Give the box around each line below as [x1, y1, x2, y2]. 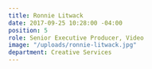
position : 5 [8, 26, 48, 34]
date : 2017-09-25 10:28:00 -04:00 [8, 19, 123, 27]
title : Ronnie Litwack [8, 11, 84, 20]
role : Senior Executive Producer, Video [8, 33, 145, 42]
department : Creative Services [8, 48, 112, 56]
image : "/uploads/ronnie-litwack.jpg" [8, 41, 137, 49]
